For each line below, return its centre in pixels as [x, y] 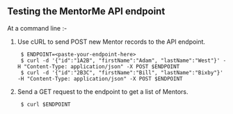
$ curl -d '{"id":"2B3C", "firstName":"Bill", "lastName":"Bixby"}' [122, 72]
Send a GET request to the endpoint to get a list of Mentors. [103, 91]
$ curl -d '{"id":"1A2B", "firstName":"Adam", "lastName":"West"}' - [123, 60]
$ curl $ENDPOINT [46, 104]
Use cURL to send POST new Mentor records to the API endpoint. [111, 42]
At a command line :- [37, 28]
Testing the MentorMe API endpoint [86, 11]
